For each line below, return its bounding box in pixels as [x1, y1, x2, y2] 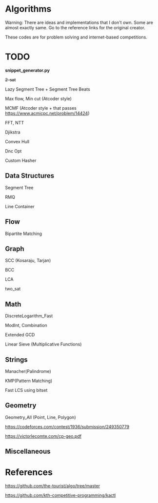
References [5, 467, 53, 478]
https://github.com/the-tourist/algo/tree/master [5, 483, 100, 489]
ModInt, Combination [5, 323, 47, 329]
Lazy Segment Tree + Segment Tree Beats [5, 86, 90, 92]
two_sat [5, 286, 21, 292]
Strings [5, 355, 28, 364]
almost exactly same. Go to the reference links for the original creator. [5, 24, 145, 30]
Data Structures [5, 172, 55, 180]
